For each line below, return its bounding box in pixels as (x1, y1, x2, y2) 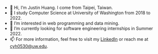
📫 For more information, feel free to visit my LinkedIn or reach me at (9, 36, 149, 42)
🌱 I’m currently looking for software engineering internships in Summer (9, 26, 153, 31)
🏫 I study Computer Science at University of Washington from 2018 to (9, 10, 151, 16)
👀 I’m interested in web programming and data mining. (9, 20, 119, 26)
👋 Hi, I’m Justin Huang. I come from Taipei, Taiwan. (9, 5, 113, 10)
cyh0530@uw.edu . (9, 43, 48, 49)
